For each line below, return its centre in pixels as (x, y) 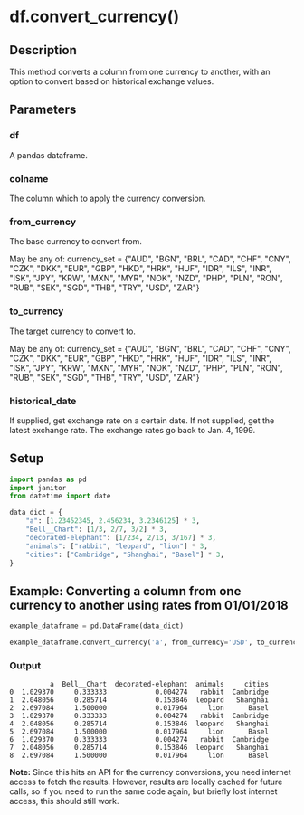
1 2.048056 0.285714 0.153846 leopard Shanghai (139, 700)
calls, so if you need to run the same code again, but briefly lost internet (143, 791)
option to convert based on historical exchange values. (112, 81)
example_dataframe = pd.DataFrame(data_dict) (96, 626)
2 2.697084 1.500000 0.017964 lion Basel (139, 708)
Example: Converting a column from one (125, 591)
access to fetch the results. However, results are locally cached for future (146, 782)
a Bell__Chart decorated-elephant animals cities (159, 685)
